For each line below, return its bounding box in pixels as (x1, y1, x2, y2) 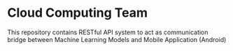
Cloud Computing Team (7, 5, 148, 21)
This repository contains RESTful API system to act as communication (7, 28, 209, 36)
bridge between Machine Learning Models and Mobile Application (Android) (7, 35, 227, 43)
